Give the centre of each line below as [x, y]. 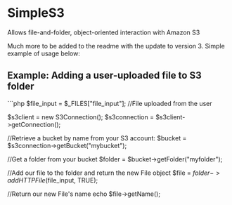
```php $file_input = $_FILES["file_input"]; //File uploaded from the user [110, 103]
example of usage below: [44, 53]
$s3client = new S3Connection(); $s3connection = [81, 117]
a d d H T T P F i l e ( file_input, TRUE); [53, 180]
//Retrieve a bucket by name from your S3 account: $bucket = [97, 138]
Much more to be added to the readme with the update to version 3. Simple [116, 46]
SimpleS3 [36, 13]
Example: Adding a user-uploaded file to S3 [104, 75]
